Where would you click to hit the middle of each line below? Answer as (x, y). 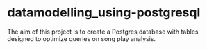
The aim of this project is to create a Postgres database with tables (103, 32)
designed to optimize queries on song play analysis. (82, 38)
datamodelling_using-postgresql (104, 13)
